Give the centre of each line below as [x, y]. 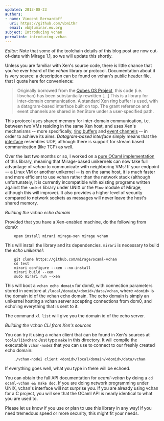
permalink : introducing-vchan [36, 37]
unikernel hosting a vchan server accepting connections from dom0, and [78, 301]
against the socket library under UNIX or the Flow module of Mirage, [73, 187]
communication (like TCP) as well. [39, 147]
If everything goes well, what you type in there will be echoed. [68, 368]
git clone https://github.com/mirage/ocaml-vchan [66, 259]
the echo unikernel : [24, 250]
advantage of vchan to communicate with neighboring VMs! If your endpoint [82, 166]
